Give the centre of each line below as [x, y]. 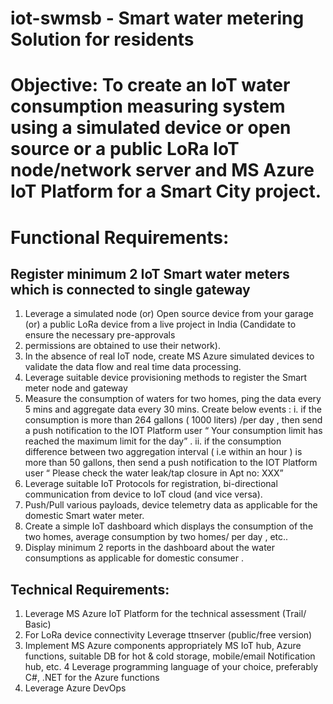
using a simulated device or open [151, 128]
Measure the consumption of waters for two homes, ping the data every [173, 399]
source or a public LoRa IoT [125, 149]
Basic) [38, 624]
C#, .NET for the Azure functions [92, 678]
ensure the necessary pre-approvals [100, 335]
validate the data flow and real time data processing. [133, 367]
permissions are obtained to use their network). [122, 346]
